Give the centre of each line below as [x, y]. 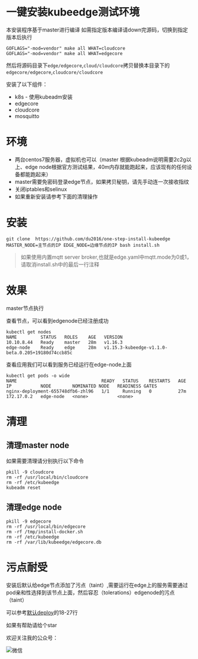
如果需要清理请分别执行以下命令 [45, 461]
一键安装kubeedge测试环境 [73, 12]
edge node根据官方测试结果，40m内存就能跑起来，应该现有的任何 [106, 167]
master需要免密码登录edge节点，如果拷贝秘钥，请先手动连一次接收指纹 [102, 182]
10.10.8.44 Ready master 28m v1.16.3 [64, 342]
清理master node [38, 445]
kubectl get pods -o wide [38, 375]
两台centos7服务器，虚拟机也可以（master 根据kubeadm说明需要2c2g [100, 159]
